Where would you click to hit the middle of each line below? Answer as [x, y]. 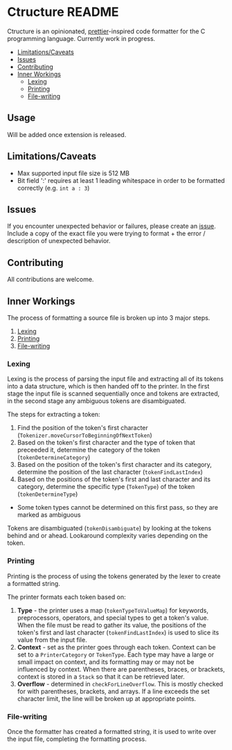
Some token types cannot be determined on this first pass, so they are [118, 508]
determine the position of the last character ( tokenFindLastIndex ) [110, 472]
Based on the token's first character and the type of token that [106, 443]
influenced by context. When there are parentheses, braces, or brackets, [121, 669]
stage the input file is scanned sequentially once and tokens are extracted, [114, 394]
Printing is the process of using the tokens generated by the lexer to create [114, 576]
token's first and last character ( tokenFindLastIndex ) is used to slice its [118, 632]
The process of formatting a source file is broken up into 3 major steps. [109, 318]
